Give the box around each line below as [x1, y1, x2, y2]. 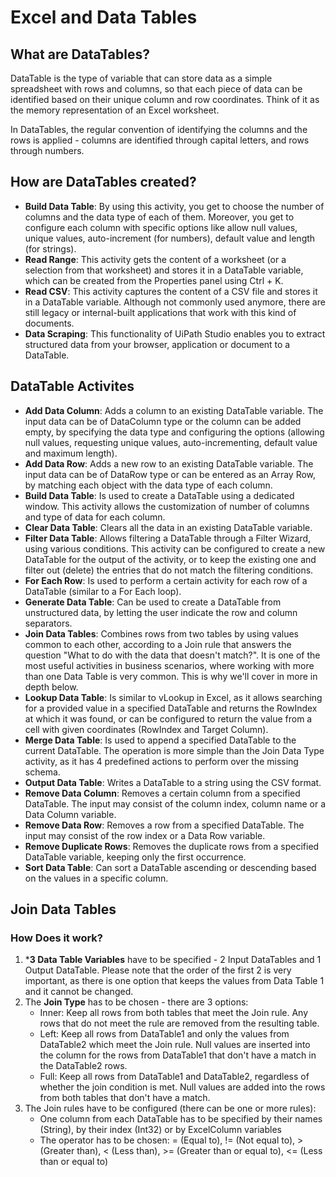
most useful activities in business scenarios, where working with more [24, 659, 315, 671]
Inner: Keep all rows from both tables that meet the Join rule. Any [39, 1007, 309, 1019]
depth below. [24, 681, 79, 693]
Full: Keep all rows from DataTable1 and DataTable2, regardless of [39, 1071, 310, 1083]
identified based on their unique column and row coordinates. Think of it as [10, 94, 320, 105]
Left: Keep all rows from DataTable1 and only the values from [39, 1028, 290, 1040]
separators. [24, 617, 73, 629]
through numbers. [10, 145, 85, 156]
